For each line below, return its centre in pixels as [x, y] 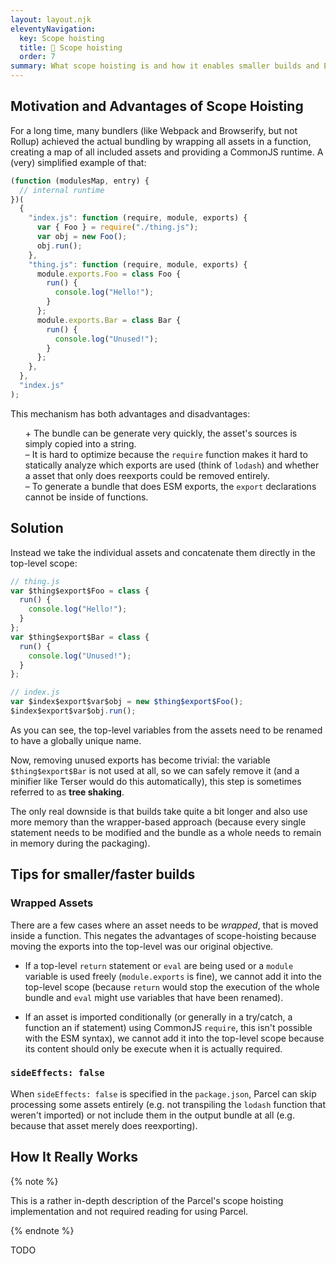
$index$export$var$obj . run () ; [73, 711]
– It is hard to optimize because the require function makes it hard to [166, 454]
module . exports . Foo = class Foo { [109, 274]
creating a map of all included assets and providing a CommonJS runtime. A [167, 152]
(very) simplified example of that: [78, 162]
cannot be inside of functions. [86, 497]
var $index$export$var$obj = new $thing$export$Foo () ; [127, 702]
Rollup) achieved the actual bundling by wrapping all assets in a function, [161, 141]
